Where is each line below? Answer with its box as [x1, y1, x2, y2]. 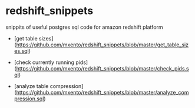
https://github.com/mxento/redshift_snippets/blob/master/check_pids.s [16, 65, 189, 72]
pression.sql [14, 95, 44, 102]
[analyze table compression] [14, 82, 84, 89]
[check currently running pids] [14, 59, 88, 66]
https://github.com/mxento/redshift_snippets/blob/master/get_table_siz [16, 41, 189, 48]
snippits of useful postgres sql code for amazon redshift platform [5, 23, 163, 31]
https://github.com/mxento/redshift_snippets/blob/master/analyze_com [16, 89, 189, 96]
